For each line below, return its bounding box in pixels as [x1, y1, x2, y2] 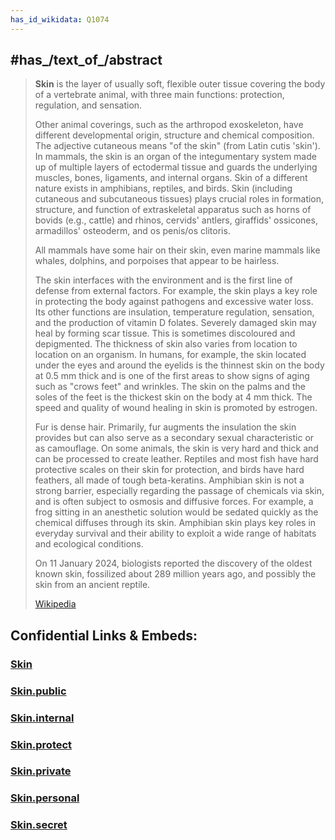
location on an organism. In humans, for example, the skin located [34, 349, 307, 361]
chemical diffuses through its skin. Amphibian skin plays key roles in [34, 517, 317, 529]
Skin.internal [10, 711, 75, 725]
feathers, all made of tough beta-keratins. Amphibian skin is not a [34, 474, 305, 486]
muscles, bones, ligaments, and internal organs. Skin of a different [34, 172, 308, 184]
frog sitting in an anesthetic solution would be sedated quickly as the [34, 506, 319, 518]
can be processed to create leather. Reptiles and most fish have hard [34, 453, 319, 465]
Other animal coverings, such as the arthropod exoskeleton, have [34, 119, 304, 131]
